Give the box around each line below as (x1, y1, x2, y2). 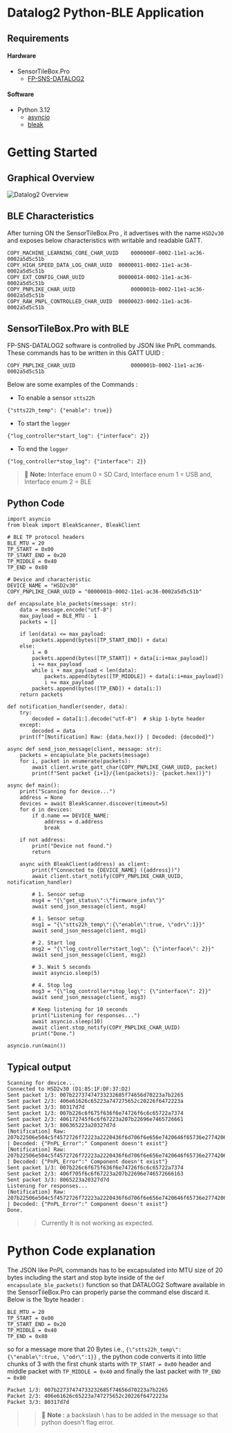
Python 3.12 (17, 105, 50, 113)
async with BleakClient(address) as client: (19, 861, 150, 868)
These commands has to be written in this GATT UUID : (7, 348, 164, 357)
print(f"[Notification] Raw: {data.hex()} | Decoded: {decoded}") (19, 733, 215, 741)
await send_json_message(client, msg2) (32, 951, 147, 959)
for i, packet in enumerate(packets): (19, 758, 131, 765)
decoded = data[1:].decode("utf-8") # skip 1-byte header (32, 715, 206, 722)
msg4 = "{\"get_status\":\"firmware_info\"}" (32, 897, 166, 904)
